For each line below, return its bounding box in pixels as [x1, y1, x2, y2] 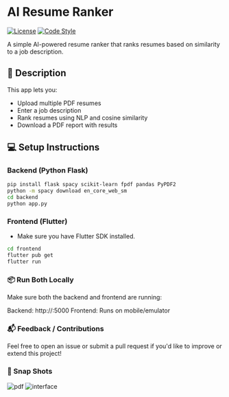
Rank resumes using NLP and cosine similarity [16, 113, 148, 122]
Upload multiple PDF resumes [16, 99, 101, 107]
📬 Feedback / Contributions [7, 324, 104, 334]
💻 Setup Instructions [7, 141, 100, 153]
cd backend [7, 194, 38, 201]
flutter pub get [7, 252, 53, 259]
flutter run [7, 258, 41, 265]
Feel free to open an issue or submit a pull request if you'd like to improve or [7, 342, 223, 350]
